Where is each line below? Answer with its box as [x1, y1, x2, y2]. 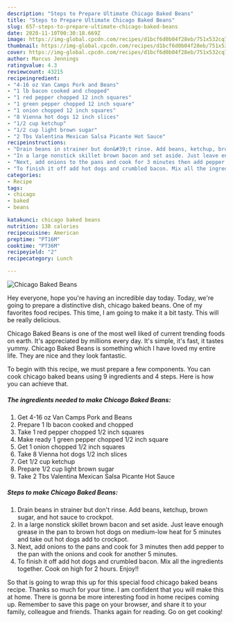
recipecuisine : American [7, 229, 79, 236]
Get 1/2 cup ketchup [17, 457, 76, 465]
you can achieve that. [7, 380, 69, 388]
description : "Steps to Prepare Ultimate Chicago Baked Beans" [7, 10, 194, 17]
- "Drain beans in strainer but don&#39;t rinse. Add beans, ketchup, [7, 146, 216, 153]
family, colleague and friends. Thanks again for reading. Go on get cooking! [7, 607, 223, 615]
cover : [7, 49, 26, 56]
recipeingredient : [7, 74, 60, 82]
